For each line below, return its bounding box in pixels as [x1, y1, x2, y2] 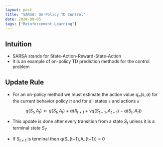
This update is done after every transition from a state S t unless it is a [12, 118, 155, 125]
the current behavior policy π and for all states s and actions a [12, 98, 140, 104]
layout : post [5, 7, 32, 12]
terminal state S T [12, 125, 47, 132]
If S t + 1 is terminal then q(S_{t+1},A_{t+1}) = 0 [12, 136, 105, 143]
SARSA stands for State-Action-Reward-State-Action [12, 53, 121, 59]
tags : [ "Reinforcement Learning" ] [5, 21, 77, 26]
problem [12, 63, 30, 70]
